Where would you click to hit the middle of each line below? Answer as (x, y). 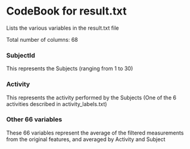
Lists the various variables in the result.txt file (63, 28)
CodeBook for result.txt (66, 11)
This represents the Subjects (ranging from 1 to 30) (70, 68)
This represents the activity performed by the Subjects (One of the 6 (91, 98)
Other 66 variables (34, 119)
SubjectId (21, 55)
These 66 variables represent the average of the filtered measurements (95, 133)
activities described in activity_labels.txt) (57, 104)
